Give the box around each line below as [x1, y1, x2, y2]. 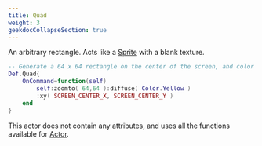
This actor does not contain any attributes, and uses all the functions [8, 121, 230, 130]
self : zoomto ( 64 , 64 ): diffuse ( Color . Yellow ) [36, 85, 191, 93]
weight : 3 [8, 19, 41, 27]
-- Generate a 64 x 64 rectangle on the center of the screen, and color [8, 63, 255, 71]
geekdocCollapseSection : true [8, 26, 107, 34]
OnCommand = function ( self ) [22, 78, 107, 86]
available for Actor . [8, 129, 69, 138]
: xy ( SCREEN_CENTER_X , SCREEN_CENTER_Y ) [36, 92, 174, 100]
